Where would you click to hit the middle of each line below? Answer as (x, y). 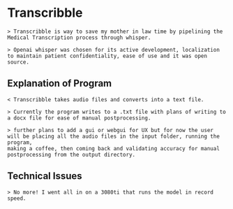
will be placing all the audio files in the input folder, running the (113, 136)
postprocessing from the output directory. (72, 154)
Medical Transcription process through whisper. (79, 37)
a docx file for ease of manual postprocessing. (79, 118)
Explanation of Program (60, 84)
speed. (17, 198)
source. (18, 62)
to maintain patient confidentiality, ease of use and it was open (107, 56)
